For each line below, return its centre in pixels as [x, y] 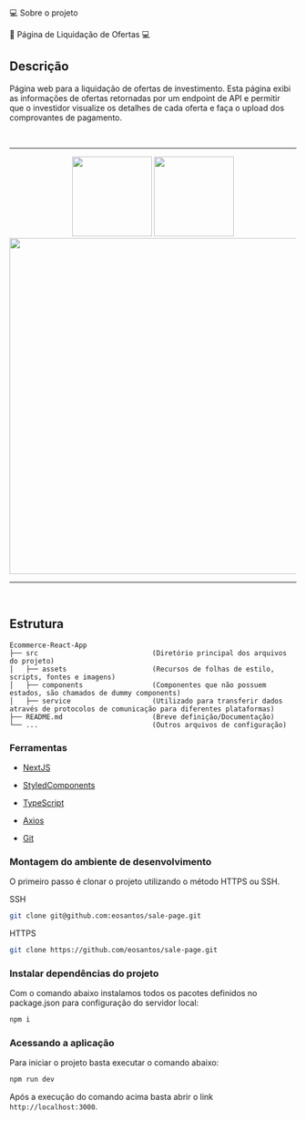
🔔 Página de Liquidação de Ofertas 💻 [80, 34]
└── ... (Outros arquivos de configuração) [148, 725]
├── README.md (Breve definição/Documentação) [142, 717]
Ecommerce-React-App [49, 645]
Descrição [39, 67]
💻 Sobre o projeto [44, 13]
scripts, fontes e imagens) [63, 677]
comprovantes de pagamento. [66, 118]
